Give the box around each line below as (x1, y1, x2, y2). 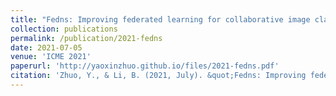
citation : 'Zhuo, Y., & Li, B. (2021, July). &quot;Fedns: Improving (10, 71, 307, 81)
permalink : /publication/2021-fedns (10, 33, 163, 43)
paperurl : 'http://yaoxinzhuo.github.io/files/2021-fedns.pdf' (10, 61, 280, 71)
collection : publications (10, 24, 118, 34)
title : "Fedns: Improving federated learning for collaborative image (10, 14, 311, 25)
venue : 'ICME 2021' (10, 52, 92, 62)
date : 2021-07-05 (10, 42, 83, 53)
